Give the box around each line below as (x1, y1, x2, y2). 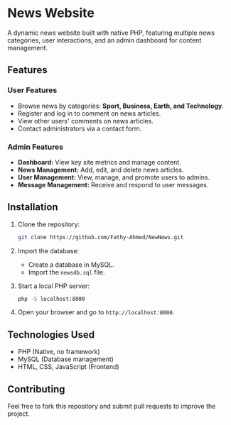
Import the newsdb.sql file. (28, 267, 105, 276)
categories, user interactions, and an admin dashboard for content (7, 35, 202, 44)
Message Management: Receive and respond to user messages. (17, 180, 209, 189)
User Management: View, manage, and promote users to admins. (17, 172, 210, 182)
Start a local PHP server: (17, 282, 90, 290)
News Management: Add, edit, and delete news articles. (17, 165, 184, 174)
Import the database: (17, 246, 80, 255)
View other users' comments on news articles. (17, 116, 154, 125)
